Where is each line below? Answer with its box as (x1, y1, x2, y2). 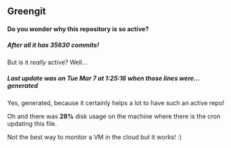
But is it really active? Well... (7, 58, 88, 66)
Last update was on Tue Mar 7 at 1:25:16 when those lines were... (7, 74, 200, 82)
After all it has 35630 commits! (7, 41, 99, 49)
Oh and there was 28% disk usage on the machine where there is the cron (7, 112, 221, 120)
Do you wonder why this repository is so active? (7, 24, 150, 33)
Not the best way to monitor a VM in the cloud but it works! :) (7, 133, 182, 141)
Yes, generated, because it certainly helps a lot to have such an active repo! (7, 98, 225, 107)
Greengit (7, 6, 47, 17)
